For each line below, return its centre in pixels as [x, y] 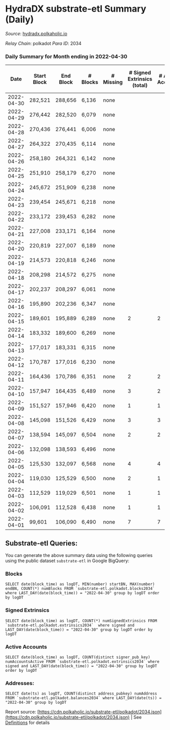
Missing [113, 82]
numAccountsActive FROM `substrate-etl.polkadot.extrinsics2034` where [82, 661]
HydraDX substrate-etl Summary [76, 9]
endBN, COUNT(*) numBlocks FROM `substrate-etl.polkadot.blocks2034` [80, 589]
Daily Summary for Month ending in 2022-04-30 [66, 56]
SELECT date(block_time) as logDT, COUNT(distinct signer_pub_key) [78, 657]
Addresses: [20, 683]
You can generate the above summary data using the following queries [79, 555]
